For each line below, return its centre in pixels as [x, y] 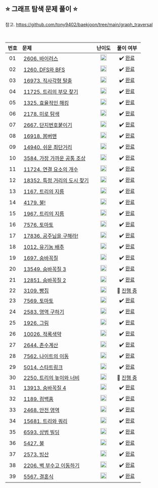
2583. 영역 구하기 [44, 312]
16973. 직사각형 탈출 [48, 81]
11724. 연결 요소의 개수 [51, 170]
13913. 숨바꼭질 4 [45, 388]
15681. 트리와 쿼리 [46, 421]
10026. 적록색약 [43, 334]
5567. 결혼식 [39, 477]
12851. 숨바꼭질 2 [45, 280]
